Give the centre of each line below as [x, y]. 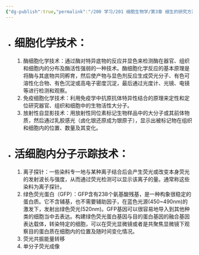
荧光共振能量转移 [44, 238]
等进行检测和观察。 [47, 91]
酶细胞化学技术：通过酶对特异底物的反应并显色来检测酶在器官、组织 [106, 61]
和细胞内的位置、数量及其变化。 [62, 128]
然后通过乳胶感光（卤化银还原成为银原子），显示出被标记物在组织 [113, 120]
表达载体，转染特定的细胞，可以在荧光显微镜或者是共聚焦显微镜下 [104, 223]
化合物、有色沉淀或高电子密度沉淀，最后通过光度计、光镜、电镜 [112, 83]
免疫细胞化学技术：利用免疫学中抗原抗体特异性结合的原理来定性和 [104, 98]
